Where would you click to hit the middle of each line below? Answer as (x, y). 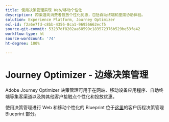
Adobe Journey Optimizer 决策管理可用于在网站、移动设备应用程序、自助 (82, 90)
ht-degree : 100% (22, 44)
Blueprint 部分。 (22, 114)
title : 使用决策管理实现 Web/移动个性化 (44, 10)
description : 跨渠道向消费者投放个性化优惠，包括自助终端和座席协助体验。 (75, 15)
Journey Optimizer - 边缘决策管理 (77, 75)
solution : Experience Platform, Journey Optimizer (60, 19)
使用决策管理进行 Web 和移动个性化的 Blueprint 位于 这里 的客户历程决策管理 (85, 107)
